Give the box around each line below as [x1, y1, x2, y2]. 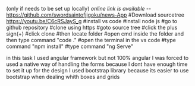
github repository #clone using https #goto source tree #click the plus [6, 24, 178, 31]
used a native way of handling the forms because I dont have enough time [6, 60, 188, 68]
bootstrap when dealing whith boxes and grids [6, 74, 120, 80]
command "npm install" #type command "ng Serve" [6, 43, 134, 50]
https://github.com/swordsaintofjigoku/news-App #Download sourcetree [6, 11, 184, 18]
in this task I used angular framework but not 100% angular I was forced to [6, 55, 189, 61]
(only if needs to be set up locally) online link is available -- [6, 5, 152, 12]
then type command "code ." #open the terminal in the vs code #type [6, 37, 177, 43]
